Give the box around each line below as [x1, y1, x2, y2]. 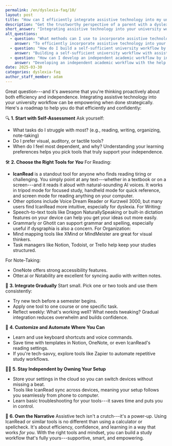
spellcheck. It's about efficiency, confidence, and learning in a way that [5, 424, 156, 430]
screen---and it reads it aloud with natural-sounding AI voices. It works [12, 182, 163, 188]
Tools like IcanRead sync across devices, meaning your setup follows [12, 386, 159, 393]
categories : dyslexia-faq [5, 70, 60, 75]
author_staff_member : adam [5, 74, 63, 80]
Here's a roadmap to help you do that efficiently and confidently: [5, 105, 142, 111]
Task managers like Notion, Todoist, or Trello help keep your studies [12, 242, 156, 248]
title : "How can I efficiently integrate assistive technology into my [5, 17, 161, 22]
